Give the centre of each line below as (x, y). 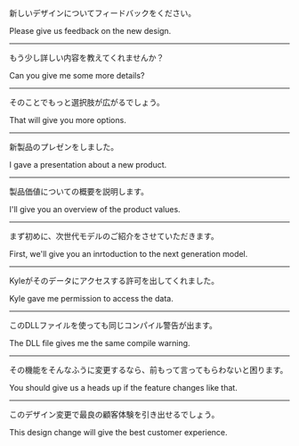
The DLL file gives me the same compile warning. (100, 343)
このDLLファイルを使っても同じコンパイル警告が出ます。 (113, 325)
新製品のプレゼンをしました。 (64, 147)
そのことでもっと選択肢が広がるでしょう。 (87, 102)
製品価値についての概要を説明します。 (79, 191)
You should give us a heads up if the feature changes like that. (123, 388)
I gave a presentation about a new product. (88, 165)
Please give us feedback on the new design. (90, 31)
